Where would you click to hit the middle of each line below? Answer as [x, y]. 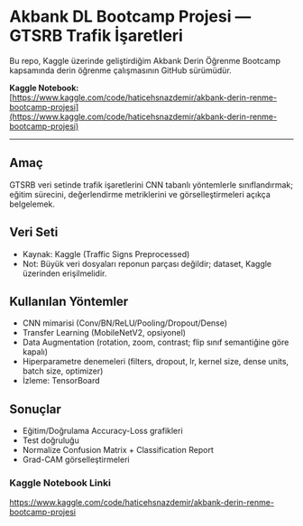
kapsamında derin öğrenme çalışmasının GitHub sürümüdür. [120, 70]
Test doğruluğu [50, 440]
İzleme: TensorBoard [61, 381]
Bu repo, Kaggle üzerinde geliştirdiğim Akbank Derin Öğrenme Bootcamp [145, 60]
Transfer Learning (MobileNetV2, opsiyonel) [104, 333]
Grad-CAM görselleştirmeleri [76, 460]
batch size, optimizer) [63, 371]
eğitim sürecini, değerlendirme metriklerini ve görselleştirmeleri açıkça [140, 194]
